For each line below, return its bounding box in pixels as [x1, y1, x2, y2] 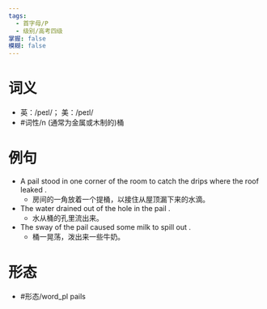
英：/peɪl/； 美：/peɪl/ [19, 108, 94, 117]
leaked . [19, 185, 47, 194]
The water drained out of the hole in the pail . [19, 204, 172, 213]
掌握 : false [8, 34, 46, 43]
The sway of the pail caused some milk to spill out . [19, 222, 192, 231]
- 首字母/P [15, 19, 49, 28]
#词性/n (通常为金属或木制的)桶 [19, 118, 125, 128]
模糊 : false [8, 42, 46, 50]
